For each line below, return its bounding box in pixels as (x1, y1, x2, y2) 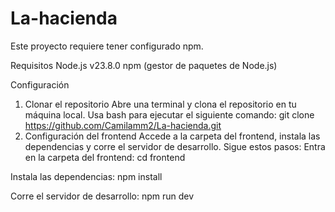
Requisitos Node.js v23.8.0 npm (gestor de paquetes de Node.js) (10, 59, 278, 71)
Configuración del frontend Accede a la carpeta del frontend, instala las (24, 130, 321, 142)
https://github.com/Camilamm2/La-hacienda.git (24, 119, 222, 131)
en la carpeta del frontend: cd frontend (24, 151, 186, 163)
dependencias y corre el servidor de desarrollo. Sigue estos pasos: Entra (24, 140, 326, 152)
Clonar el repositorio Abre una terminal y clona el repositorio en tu (24, 98, 297, 110)
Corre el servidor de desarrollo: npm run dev (10, 190, 195, 202)
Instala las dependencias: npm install (10, 170, 163, 182)
